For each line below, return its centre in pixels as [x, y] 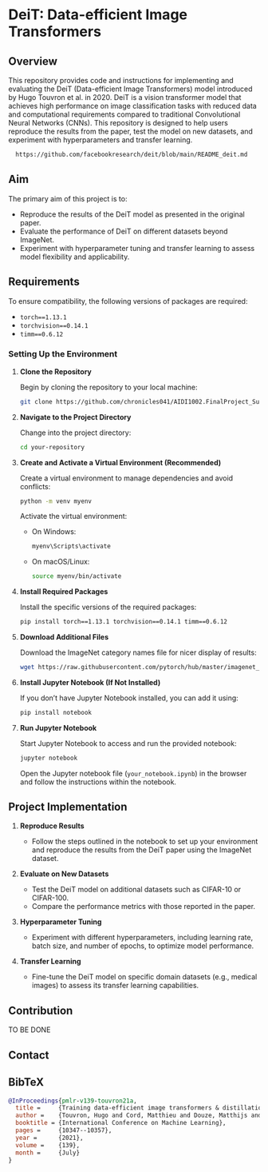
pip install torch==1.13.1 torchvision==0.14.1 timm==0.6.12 [124, 622]
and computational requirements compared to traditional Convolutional [124, 114]
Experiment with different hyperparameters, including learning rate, [142, 938]
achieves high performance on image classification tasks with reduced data [132, 106]
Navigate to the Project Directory [75, 417]
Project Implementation [68, 807]
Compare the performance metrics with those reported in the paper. [144, 907]
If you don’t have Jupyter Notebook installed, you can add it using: [129, 698]
